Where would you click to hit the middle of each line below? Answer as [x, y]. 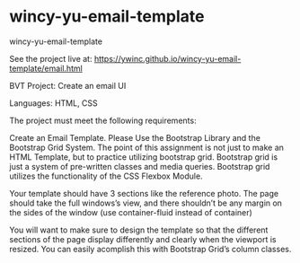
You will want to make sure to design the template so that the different [139, 230]
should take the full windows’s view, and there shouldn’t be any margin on [146, 203]
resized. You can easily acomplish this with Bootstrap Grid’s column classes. [150, 249]
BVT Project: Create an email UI [68, 85]
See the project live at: [51, 58]
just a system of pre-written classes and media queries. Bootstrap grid [140, 166]
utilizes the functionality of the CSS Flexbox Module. [106, 176]
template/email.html [46, 68]
